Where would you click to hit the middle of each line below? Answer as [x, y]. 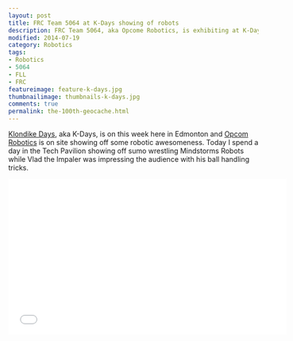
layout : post [30, 15]
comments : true [33, 104]
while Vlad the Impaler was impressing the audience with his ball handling [129, 159]
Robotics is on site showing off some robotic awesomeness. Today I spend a [133, 142]
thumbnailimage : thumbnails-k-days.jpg [74, 97]
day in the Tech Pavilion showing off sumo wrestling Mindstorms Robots [126, 151]
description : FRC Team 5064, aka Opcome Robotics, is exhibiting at [124, 30]
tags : [17, 52]
